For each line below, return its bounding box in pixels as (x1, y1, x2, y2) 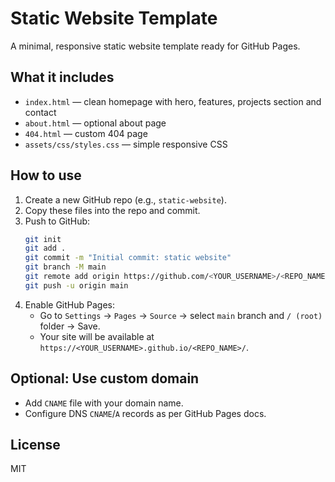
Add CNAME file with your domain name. (24, 397, 184, 409)
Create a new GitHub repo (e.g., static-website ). (24, 193, 227, 206)
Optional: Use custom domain (10, 370, 200, 387)
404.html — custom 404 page (24, 127, 148, 139)
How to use (10, 167, 82, 184)
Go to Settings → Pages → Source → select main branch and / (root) (39, 309, 323, 321)
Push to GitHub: (24, 215, 91, 227)
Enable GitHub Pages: (24, 298, 115, 311)
